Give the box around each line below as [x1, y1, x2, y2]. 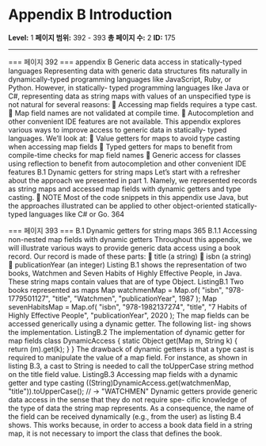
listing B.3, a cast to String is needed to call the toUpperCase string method [8, 361, 254, 371]
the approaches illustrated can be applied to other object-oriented [8, 201, 224, 210]
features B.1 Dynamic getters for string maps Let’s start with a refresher [8, 167, 241, 176]
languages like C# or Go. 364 [28, 209, 125, 219]
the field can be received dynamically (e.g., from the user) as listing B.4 [8, 411, 241, 421]
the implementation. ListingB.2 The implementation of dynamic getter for [8, 327, 245, 336]
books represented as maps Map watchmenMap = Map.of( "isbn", [8, 285, 224, 294]
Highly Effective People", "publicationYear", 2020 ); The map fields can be [8, 310, 249, 320]
